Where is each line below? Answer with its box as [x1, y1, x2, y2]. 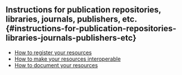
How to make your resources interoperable [14, 55, 121, 62]
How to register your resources [14, 49, 92, 56]
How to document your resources [14, 61, 98, 68]
